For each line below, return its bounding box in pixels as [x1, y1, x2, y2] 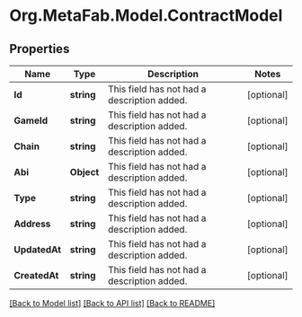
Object [69, 166, 100, 178]
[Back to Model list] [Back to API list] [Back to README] [9, 298, 216, 308]
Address [13, 217, 51, 230]
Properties [9, 41, 70, 57]
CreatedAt [13, 269, 59, 281]
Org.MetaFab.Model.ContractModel [9, 5, 283, 26]
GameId [13, 114, 49, 127]
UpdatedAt [13, 243, 61, 256]
